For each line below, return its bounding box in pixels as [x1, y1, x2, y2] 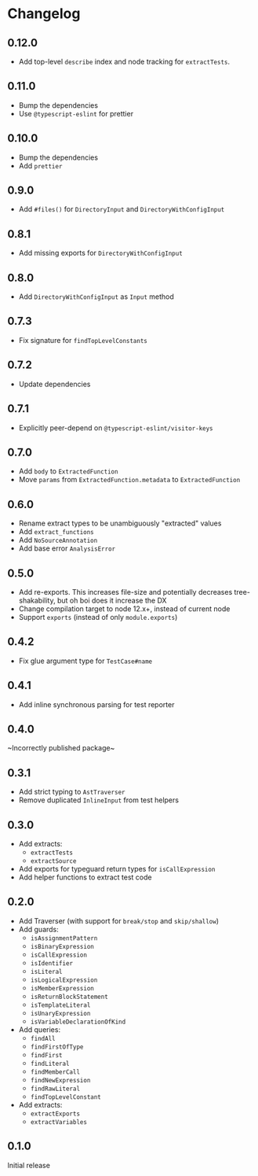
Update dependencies [18, 379, 91, 389]
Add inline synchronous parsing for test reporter [18, 699, 175, 709]
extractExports [30, 1110, 80, 1118]
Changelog [7, 5, 81, 23]
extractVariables [30, 1118, 88, 1126]
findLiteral [30, 1060, 70, 1067]
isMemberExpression [30, 984, 95, 992]
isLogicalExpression [30, 976, 98, 984]
